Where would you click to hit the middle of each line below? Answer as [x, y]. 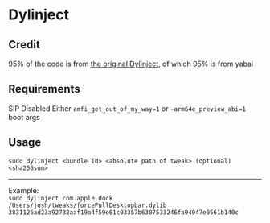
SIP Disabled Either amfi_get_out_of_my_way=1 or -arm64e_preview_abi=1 [127, 108]
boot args [24, 117]
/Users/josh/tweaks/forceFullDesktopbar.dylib [88, 205]
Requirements [44, 89]
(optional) [213, 161]
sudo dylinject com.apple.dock [61, 198]
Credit [24, 45]
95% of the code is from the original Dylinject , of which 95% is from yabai [131, 64]
